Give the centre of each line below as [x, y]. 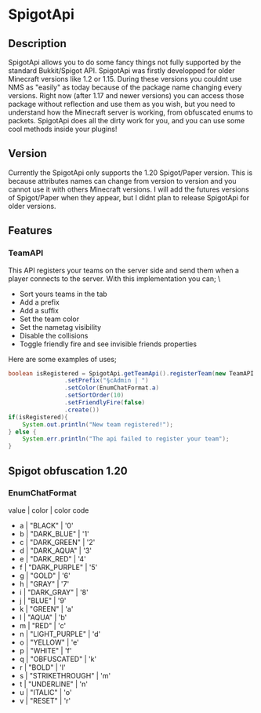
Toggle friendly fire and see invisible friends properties [108, 344]
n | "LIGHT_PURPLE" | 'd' [60, 634]
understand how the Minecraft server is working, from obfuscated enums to [130, 112]
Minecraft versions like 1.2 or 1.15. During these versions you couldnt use [125, 79]
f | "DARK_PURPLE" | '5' [58, 567]
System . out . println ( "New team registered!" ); [98, 424]
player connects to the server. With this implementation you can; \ [114, 278]
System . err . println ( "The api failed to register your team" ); [126, 439]
